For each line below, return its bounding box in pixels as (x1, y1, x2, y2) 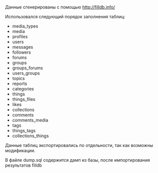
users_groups (12, 70, 40, 76)
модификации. (5, 147, 36, 153)
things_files (12, 96, 36, 102)
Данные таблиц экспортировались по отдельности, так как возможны (5, 143, 154, 148)
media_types (12, 23, 38, 29)
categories (12, 86, 34, 91)
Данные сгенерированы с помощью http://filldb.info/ (5, 4, 115, 10)
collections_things (12, 133, 49, 139)
